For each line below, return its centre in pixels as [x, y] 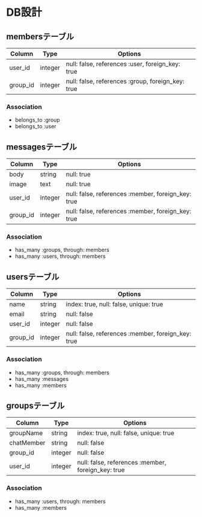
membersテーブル [40, 36]
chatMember [27, 443]
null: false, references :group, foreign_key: [125, 81]
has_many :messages [42, 379]
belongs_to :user [35, 127]
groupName [26, 433]
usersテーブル [33, 277]
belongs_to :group [37, 120]
